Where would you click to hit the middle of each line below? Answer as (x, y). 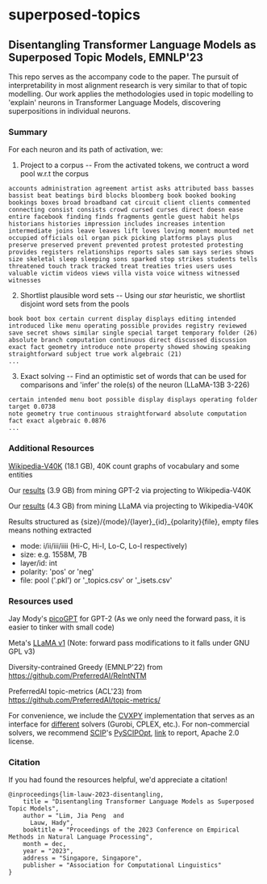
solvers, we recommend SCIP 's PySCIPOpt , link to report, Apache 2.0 (124, 732)
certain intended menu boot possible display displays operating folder (133, 400)
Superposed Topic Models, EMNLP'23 (106, 57)
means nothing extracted (50, 530)
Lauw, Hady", (52, 823)
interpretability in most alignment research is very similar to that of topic (128, 85)
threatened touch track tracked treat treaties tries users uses (120, 267)
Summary (28, 132)
